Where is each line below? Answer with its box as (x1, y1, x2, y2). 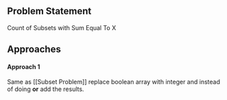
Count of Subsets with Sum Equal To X (7, 23, 117, 32)
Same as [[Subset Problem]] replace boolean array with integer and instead (7, 78, 221, 86)
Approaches (7, 44, 62, 55)
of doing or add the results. (7, 85, 84, 93)
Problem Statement (7, 5, 92, 17)
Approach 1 (7, 62, 40, 71)
